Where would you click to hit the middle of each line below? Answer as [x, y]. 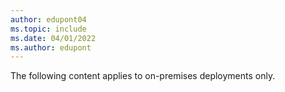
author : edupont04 [48, 19]
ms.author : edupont [51, 47]
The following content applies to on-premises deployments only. [143, 76]
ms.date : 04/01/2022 [53, 38]
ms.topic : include [48, 29]
